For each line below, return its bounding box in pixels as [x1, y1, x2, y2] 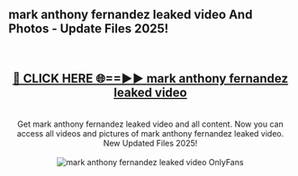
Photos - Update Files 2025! [8, 22, 169, 37]
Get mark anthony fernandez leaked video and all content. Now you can [16, 119, 284, 129]
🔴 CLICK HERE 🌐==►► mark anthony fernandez [12, 71, 289, 86]
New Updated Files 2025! [103, 137, 198, 148]
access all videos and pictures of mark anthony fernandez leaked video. [16, 128, 284, 138]
